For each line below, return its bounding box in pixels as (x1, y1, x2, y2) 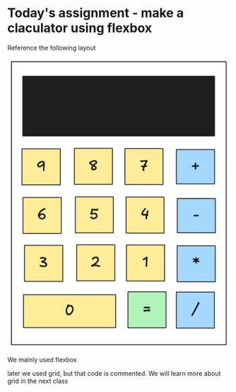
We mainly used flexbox (7, 355, 77, 364)
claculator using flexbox (7, 20, 153, 36)
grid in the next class (7, 376, 69, 385)
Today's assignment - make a (7, 5, 184, 21)
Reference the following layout (7, 43, 97, 52)
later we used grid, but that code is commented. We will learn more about (7, 369, 221, 377)
